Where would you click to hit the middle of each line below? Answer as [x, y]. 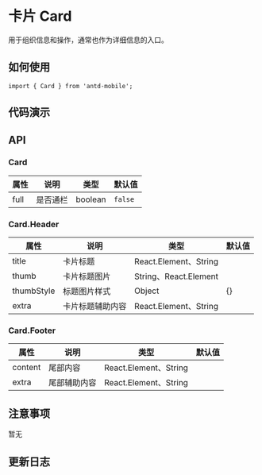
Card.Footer [32, 330]
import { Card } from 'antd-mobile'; [71, 86]
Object [147, 291]
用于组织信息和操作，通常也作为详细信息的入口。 [88, 40]
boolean [91, 199]
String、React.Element [176, 276]
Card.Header [34, 224]
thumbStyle [34, 291]
